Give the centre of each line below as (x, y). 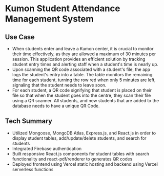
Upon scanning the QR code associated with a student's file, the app (81, 69)
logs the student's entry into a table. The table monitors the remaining (82, 75)
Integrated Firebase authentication (47, 148)
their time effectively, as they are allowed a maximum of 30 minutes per (84, 54)
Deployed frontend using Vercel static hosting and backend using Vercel (85, 164)
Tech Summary (29, 121)
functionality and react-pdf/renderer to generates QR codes (72, 159)
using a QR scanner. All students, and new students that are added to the (85, 100)
